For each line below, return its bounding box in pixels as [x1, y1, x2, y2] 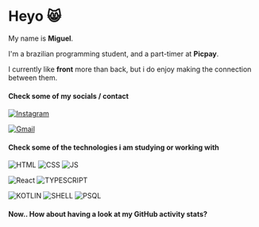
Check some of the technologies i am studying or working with [8, 143, 220, 152]
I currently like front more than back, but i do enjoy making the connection [8, 64, 252, 74]
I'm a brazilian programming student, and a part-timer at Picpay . [8, 49, 219, 58]
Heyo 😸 [8, 7, 62, 25]
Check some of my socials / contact [8, 91, 129, 100]
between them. [8, 72, 58, 82]
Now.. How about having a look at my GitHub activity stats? [8, 209, 208, 218]
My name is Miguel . [8, 33, 74, 43]
